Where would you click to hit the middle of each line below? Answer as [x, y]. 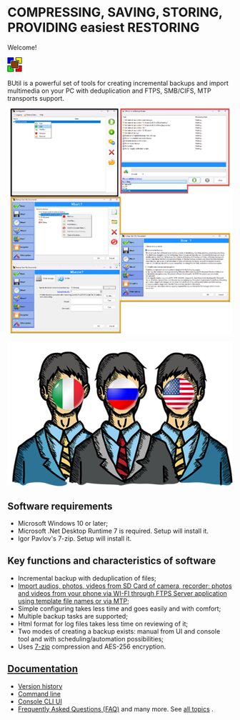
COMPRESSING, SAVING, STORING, [115, 12]
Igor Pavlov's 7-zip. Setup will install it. [75, 539]
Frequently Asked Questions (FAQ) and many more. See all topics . [116, 709]
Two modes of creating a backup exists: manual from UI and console [119, 631]
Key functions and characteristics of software [112, 561]
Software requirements [60, 506]
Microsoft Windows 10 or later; [63, 524]
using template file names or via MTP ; [74, 601]
